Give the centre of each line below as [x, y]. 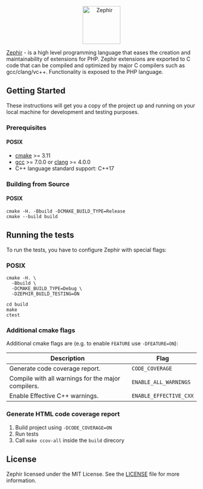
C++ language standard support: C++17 [65, 168]
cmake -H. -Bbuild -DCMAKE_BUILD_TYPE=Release [66, 211]
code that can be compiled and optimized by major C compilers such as [96, 65]
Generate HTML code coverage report [63, 414]
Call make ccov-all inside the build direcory [70, 440]
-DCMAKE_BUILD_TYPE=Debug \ [47, 289]
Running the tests [40, 235]
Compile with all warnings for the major [65, 379]
